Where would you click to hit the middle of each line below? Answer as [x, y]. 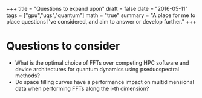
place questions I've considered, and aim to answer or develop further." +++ [101, 21]
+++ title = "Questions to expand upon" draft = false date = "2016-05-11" [97, 9]
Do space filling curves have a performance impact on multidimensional [105, 82]
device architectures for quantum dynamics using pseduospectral [97, 69]
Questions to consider [63, 46]
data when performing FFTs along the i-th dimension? [82, 88]
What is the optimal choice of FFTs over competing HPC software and [102, 62]
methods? [28, 76]
